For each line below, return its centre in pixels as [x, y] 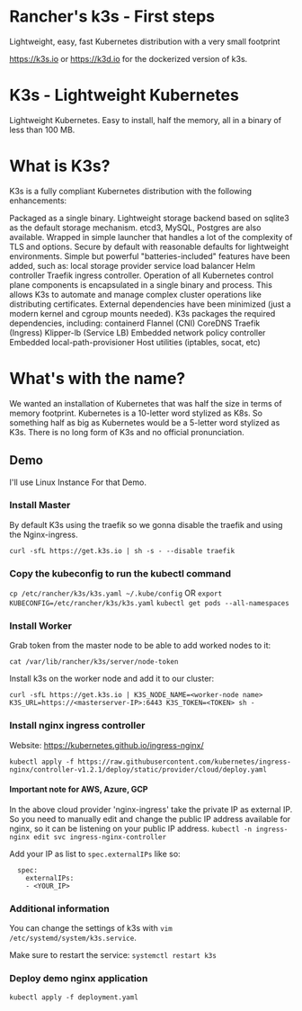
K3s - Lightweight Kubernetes [124, 95]
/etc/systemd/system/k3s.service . [73, 938]
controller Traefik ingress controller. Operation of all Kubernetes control [142, 275]
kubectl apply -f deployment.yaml [74, 997]
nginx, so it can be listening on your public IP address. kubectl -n [131, 828]
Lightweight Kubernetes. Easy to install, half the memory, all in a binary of [145, 120]
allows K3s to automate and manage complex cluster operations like [136, 294]
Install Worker [40, 626]
